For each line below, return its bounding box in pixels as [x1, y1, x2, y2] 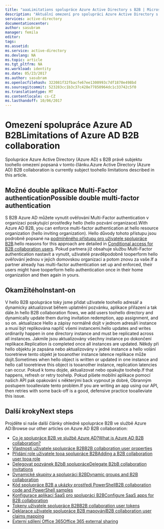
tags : [5, 39, 16, 44]
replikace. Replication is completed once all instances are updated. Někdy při [5, 341, 159, 347]
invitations [12, 466, 33, 472]
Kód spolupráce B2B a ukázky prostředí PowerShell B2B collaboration [12, 481, 151, 488]
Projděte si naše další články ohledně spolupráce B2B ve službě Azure [5, 420, 146, 426]
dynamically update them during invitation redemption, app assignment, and [5, 315, 159, 321]
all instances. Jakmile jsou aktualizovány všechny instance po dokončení [5, 335, 152, 341]
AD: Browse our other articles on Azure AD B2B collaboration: [5, 425, 128, 431]
